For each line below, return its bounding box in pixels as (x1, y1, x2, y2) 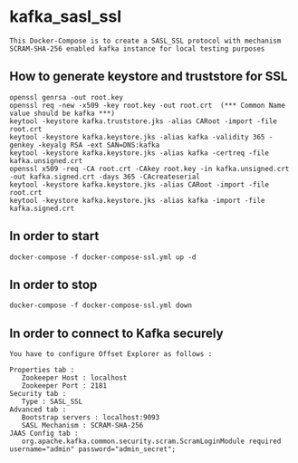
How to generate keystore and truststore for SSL (9, 69, 288, 84)
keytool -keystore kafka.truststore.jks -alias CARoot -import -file (9, 116, 278, 126)
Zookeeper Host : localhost (21, 373, 128, 382)
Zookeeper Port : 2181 (21, 381, 107, 391)
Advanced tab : (9, 405, 67, 414)
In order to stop (9, 276, 98, 292)
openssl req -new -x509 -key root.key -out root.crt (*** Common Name (9, 101, 285, 110)
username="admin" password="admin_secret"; (9, 445, 177, 454)
